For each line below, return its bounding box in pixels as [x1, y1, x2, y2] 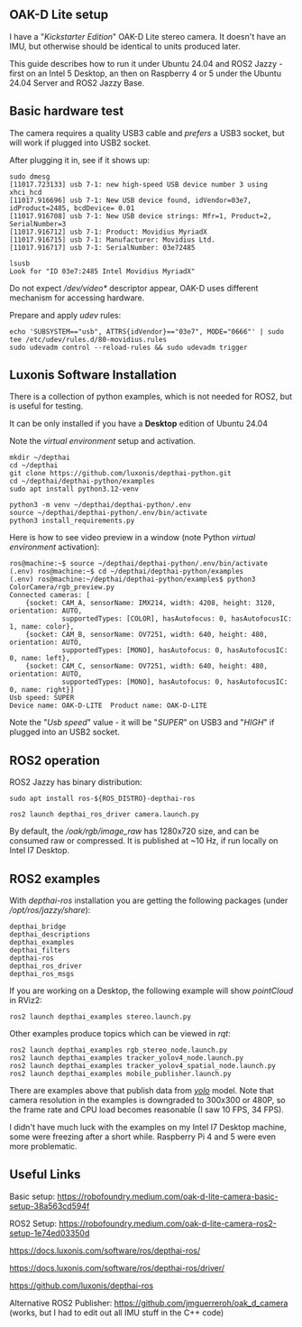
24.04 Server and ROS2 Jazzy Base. [9, 77, 145, 88]
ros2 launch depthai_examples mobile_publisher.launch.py [9, 1069, 232, 1079]
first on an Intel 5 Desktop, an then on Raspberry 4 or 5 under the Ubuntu [9, 68, 282, 78]
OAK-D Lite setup [9, 7, 109, 23]
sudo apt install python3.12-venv [9, 484, 140, 494]
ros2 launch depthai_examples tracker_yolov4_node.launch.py [9, 1054, 244, 1063]
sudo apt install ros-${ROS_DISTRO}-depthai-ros [9, 794, 196, 804]
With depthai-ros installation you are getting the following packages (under [9, 895, 288, 906]
